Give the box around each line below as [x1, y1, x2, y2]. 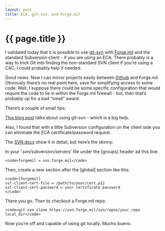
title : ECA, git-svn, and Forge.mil [5, 12, 81, 17]
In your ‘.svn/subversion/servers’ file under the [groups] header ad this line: [5, 149, 159, 154]
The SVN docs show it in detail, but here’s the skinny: [5, 139, 114, 145]
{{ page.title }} [5, 33, 66, 44]
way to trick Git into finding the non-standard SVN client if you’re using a [5, 60, 153, 66]
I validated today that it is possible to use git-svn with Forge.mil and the [5, 49, 150, 55]
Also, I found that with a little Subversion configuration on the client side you [5, 124, 161, 130]
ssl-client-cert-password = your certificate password [5, 185, 121, 190]
